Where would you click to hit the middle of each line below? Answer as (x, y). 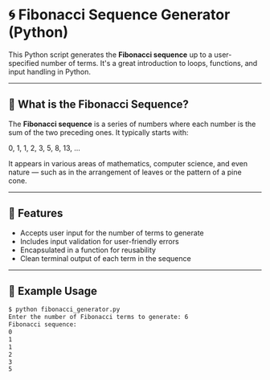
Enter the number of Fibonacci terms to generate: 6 (98, 317)
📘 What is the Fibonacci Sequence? (98, 105)
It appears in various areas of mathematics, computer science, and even (128, 163)
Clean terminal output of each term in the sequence (105, 258)
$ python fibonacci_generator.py (64, 310)
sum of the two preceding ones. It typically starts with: (98, 132)
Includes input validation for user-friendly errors (99, 241)
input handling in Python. (49, 72)
